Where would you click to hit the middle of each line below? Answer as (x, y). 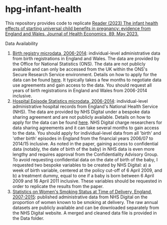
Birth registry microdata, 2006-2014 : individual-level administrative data (86, 53)
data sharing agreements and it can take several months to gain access (86, 128)
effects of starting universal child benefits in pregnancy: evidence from (78, 28)
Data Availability (22, 43)
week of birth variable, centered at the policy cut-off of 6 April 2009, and (87, 170)
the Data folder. (28, 218)
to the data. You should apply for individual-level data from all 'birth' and (86, 133)
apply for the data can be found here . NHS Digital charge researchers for (87, 122)
